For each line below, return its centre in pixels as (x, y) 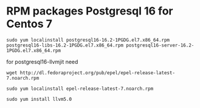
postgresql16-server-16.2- (160, 45)
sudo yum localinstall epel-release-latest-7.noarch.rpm (80, 89)
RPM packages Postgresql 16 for (90, 11)
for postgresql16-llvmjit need (42, 62)
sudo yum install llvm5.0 (39, 99)
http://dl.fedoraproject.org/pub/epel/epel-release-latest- (97, 73)
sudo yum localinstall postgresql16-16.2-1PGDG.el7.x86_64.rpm (88, 40)
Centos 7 (29, 24)
